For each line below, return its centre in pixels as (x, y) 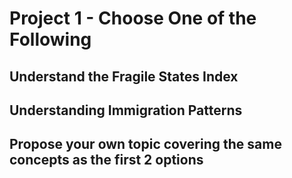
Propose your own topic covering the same (145, 144)
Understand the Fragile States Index (124, 76)
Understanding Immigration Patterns (126, 110)
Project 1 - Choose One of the (133, 18)
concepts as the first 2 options (106, 160)
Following (50, 39)
